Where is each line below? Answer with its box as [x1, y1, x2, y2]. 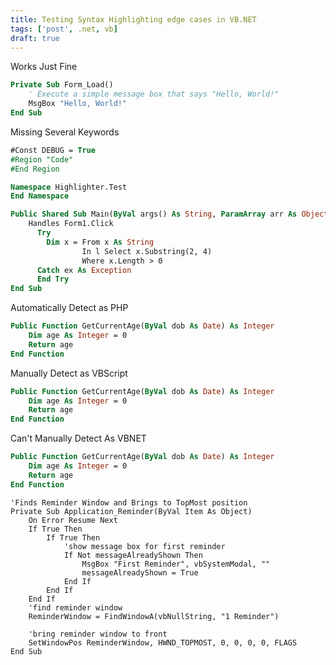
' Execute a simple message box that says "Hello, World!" [28, 89, 280, 100]
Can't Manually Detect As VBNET [10, 432, 147, 445]
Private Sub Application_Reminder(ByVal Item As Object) [10, 506, 253, 516]
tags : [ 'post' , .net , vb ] [10, 24, 118, 34]
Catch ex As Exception [36, 265, 132, 275]
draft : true [10, 33, 60, 43]
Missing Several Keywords [10, 126, 120, 138]
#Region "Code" [10, 154, 74, 165]
